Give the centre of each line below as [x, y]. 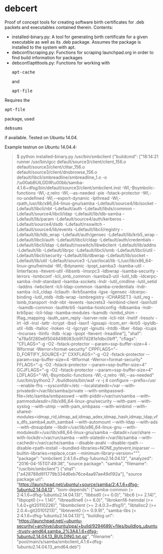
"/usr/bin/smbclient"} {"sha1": [46, 469]
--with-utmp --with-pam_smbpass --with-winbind [81, 406]
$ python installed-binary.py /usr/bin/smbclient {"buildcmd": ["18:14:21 [87, 156]
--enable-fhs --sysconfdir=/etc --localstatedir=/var [68, 385]
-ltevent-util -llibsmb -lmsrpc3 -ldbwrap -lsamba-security [97, 271]
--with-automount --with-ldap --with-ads [116, 422]
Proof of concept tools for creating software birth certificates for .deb [74, 22]
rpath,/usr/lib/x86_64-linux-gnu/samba [55, 203]
